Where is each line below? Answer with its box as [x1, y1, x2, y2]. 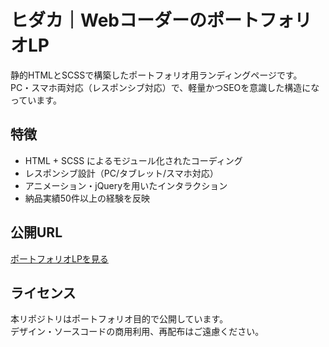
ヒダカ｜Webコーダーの [10, 9, 207, 32]
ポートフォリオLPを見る [10, 252, 109, 265]
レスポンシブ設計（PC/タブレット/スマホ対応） [24, 167, 219, 179]
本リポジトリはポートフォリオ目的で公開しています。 [10, 313, 229, 325]
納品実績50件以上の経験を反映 [24, 192, 150, 204]
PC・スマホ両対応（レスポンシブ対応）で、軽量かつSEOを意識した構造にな [10, 81, 320, 93]
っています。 [10, 94, 62, 106]
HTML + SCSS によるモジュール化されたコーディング [24, 154, 243, 166]
